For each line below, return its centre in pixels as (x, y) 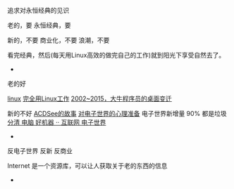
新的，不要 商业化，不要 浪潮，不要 (58, 40)
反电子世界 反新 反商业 (40, 151)
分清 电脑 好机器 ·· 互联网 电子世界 (57, 122)
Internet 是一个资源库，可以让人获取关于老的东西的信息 (87, 166)
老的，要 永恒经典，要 (39, 25)
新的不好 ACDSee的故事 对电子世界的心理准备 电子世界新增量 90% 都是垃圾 (117, 113)
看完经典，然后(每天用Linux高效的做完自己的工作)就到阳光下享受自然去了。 (116, 55)
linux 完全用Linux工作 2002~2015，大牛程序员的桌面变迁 (90, 98)
